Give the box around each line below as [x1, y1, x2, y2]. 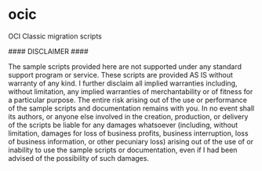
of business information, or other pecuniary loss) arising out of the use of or [8, 136, 253, 146]
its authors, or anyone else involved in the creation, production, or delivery [8, 111, 249, 121]
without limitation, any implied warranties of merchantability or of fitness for [8, 86, 253, 96]
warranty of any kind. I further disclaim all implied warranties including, [8, 78, 238, 88]
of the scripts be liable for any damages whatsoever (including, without [8, 120, 238, 129]
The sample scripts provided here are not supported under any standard [8, 61, 242, 71]
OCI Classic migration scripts [8, 31, 102, 41]
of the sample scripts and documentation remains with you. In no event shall [8, 104, 255, 113]
